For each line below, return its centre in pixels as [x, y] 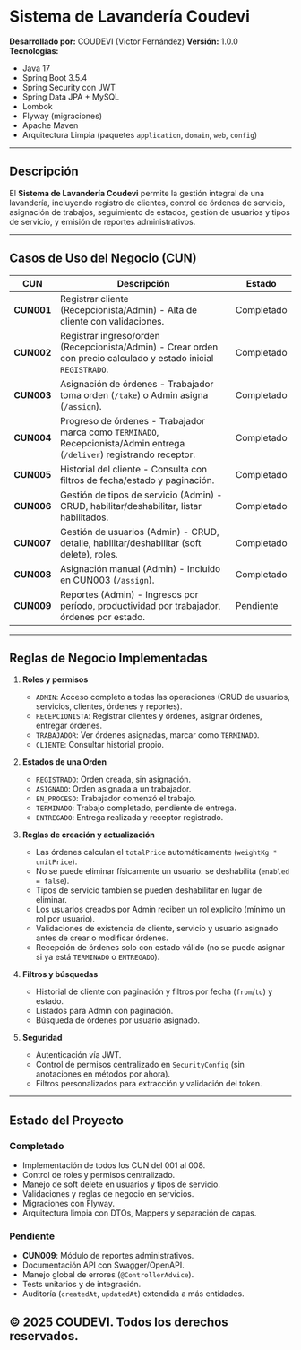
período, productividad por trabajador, [140, 605]
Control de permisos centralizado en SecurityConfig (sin [140, 1065]
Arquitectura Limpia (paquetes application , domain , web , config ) [140, 134]
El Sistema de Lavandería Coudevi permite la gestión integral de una [137, 193]
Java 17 [36, 68]
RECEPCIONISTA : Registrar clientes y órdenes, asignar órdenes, [149, 716]
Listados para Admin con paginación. [104, 1011]
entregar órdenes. [69, 726]
